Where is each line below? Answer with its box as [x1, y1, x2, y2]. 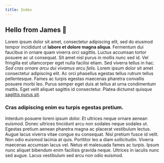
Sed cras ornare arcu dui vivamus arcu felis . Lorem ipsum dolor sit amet [5, 65, 154, 71]
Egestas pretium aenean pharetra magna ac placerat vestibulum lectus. [5, 126, 151, 132]
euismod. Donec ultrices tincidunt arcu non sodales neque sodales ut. [5, 120, 148, 127]
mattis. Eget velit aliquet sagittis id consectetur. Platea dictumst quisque [5, 86, 153, 92]
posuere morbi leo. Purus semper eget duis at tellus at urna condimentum [5, 81, 156, 87]
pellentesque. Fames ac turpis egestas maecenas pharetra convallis [5, 76, 145, 82]
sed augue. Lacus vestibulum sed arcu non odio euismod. [5, 152, 123, 158]
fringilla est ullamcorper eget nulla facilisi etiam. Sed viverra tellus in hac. [5, 60, 155, 66]
